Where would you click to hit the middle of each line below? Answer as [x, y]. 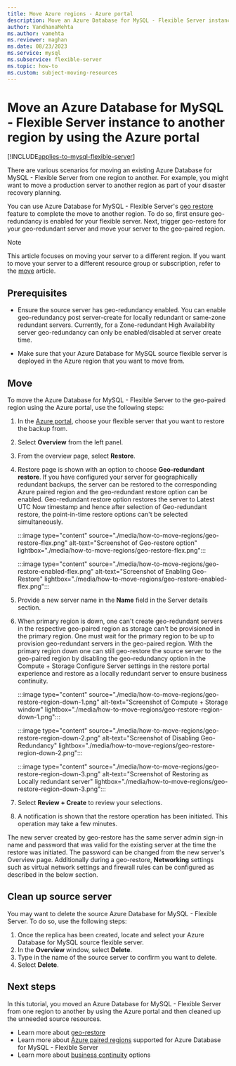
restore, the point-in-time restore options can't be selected [103, 515]
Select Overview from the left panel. [70, 442]
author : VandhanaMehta [40, 27]
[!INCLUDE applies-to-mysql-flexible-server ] [71, 157]
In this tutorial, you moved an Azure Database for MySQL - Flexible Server [114, 1003]
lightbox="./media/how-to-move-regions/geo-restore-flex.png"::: [112, 551]
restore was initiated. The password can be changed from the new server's [116, 852]
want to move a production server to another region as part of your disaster [117, 185]
